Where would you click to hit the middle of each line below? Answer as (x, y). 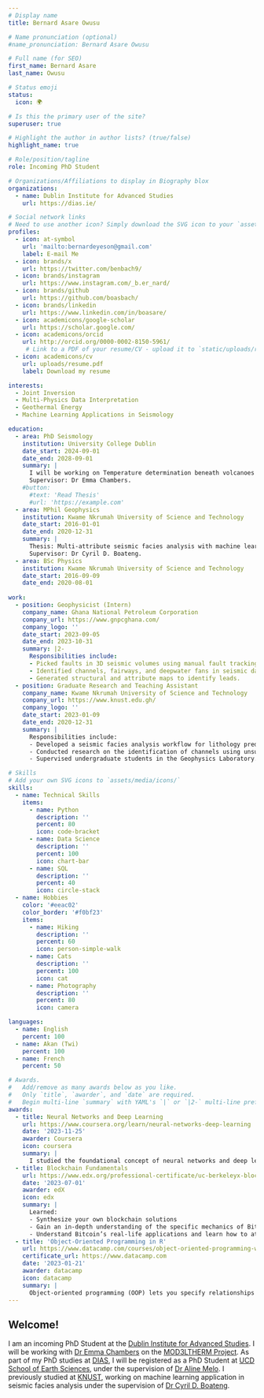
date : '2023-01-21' (54, 1264)
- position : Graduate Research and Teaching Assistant (107, 686)
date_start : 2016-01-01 (61, 524)
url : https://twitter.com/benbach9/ (82, 269)
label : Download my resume (66, 371)
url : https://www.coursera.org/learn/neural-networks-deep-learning (137, 1124)
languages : (26, 1022)
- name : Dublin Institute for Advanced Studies (95, 196)
